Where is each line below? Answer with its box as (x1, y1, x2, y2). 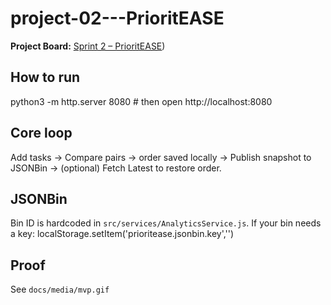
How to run (10, 69, 81, 86)
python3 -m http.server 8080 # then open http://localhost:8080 (10, 95, 273, 107)
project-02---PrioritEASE (10, 7, 225, 30)
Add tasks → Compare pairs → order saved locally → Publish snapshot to (10, 151, 312, 163)
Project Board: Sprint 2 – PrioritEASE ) (10, 40, 166, 52)
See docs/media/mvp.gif (10, 283, 110, 296)
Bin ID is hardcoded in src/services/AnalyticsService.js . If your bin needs (10, 217, 322, 229)
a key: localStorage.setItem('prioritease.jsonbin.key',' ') (10, 228, 235, 240)
